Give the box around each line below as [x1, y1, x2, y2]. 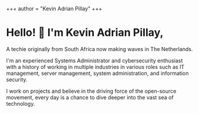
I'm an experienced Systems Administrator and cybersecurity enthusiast [6, 56, 183, 64]
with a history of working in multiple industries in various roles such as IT [6, 63, 185, 70]
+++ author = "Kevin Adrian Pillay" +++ [6, 5, 103, 12]
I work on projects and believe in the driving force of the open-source [6, 87, 176, 95]
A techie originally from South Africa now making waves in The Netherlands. [6, 45, 193, 52]
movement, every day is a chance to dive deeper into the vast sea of [6, 93, 174, 101]
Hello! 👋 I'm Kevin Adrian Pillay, [6, 26, 164, 39]
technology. [6, 100, 36, 107]
